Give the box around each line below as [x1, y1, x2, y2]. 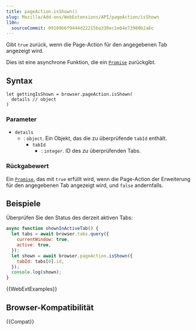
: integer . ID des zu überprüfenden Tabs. [41, 148, 141, 155]
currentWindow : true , [16, 236, 69, 243]
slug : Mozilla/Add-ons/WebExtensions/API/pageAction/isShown [6, 14, 160, 20]
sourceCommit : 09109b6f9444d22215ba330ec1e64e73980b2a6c [11, 25, 154, 31]
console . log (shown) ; [11, 269, 62, 275]
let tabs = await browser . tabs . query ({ [11, 231, 109, 237]
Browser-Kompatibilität [6, 302, 94, 312]
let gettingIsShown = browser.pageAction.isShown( [6, 92, 133, 98]
